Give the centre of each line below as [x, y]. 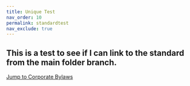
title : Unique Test [31, 12]
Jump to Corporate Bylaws [40, 77]
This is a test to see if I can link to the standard [95, 53]
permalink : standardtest [38, 23]
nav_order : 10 [24, 17]
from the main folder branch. [61, 62]
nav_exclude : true [29, 29]
